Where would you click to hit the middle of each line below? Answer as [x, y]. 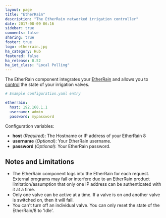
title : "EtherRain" [25, 14]
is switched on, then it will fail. [43, 200]
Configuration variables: [30, 126]
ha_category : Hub [23, 51]
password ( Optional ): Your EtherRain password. [61, 146]
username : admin [26, 112]
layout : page [19, 10]
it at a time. [24, 190]
